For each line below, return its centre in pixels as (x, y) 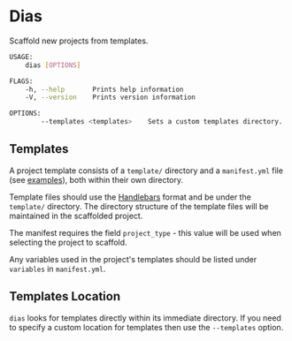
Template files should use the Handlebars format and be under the (131, 197)
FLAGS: (21, 81)
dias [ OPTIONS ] (53, 65)
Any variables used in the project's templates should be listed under (133, 259)
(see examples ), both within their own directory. (96, 179)
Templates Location (65, 296)
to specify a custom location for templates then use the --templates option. (146, 327)
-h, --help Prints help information (104, 89)
